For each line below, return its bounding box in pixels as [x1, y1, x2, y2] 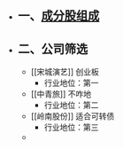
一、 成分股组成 [17, 8, 100, 24]
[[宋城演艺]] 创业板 [30, 67, 99, 77]
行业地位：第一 [43, 78, 99, 89]
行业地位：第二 [43, 100, 99, 111]
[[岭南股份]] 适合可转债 [30, 111, 115, 122]
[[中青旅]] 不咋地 [30, 89, 91, 99]
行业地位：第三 [43, 122, 99, 133]
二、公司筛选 [17, 41, 88, 56]
